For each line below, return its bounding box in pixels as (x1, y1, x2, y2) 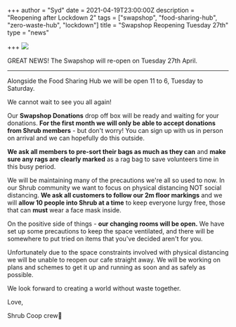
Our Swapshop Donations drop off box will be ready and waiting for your (7, 112, 219, 120)
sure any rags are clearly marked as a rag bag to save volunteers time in (7, 155, 219, 163)
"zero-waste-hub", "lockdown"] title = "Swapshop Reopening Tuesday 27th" (7, 21, 229, 29)
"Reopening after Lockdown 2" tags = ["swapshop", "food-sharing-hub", (7, 13, 218, 22)
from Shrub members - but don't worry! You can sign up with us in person (7, 127, 223, 134)
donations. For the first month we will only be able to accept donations (7, 119, 216, 127)
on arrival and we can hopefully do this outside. (7, 134, 145, 142)
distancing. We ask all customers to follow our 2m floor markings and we (7, 191, 223, 199)
